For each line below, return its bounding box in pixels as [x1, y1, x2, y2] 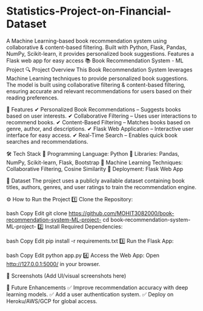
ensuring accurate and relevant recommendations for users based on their [6, 87, 192, 95]
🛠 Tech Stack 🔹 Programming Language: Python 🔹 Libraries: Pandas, [6, 150, 180, 157]
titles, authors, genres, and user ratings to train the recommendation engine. [6, 183, 197, 190]
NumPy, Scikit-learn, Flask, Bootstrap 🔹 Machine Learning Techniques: [6, 159, 183, 166]
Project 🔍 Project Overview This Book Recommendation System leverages [6, 65, 193, 73]
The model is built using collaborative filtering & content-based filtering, [6, 81, 186, 89]
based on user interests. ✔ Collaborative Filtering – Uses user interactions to [6, 112, 197, 119]
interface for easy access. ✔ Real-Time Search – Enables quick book [6, 132, 178, 139]
